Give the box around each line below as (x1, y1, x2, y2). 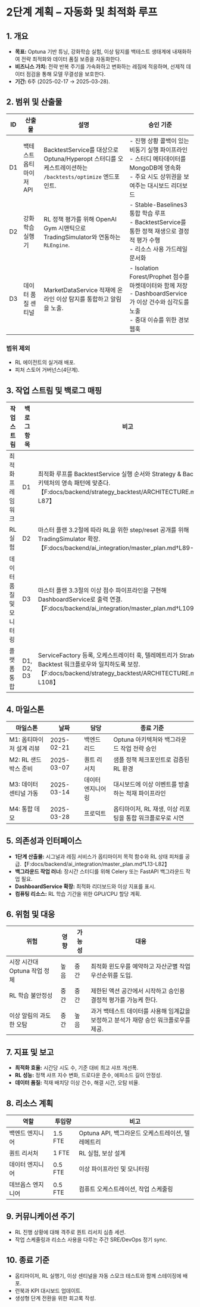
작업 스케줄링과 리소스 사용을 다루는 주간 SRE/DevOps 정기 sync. (14, 1236, 168, 1243)
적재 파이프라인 (126, 789, 167, 797)
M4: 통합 (9, 804, 33, 813)
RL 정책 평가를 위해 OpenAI (43, 215, 117, 223)
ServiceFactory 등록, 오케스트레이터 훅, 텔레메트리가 (37, 651, 179, 659)
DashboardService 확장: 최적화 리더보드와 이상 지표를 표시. (14, 883, 156, 890)
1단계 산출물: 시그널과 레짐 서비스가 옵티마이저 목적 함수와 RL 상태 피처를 (14, 853, 184, 860)
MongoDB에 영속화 (129, 164, 182, 172)
